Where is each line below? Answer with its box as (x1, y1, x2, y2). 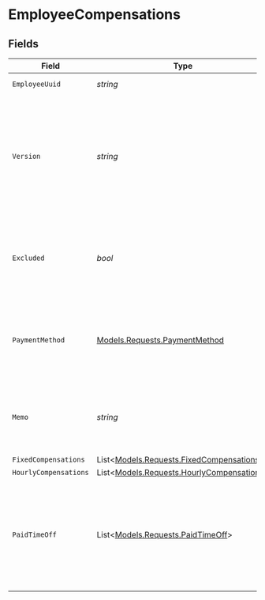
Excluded (12, 254, 45, 262)
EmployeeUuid (12, 80, 62, 89)
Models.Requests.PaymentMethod (96, 334, 225, 345)
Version (12, 152, 41, 160)
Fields (8, 37, 39, 51)
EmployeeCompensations (8, 6, 181, 24)
